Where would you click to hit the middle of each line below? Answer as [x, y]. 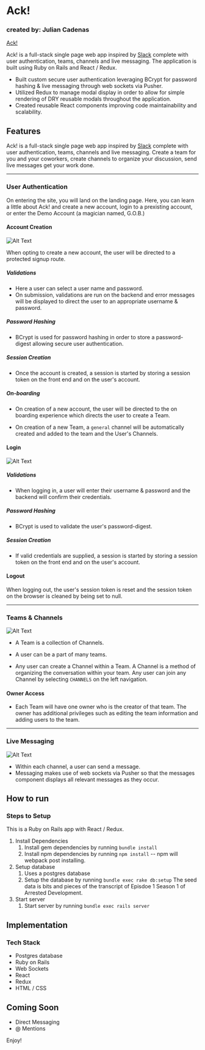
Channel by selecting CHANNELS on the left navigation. [81, 679]
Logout [16, 576]
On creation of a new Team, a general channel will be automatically [99, 427]
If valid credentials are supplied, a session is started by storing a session [106, 555]
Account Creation [29, 227]
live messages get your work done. [50, 165]
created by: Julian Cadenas [48, 30]
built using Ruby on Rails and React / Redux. [62, 68]
